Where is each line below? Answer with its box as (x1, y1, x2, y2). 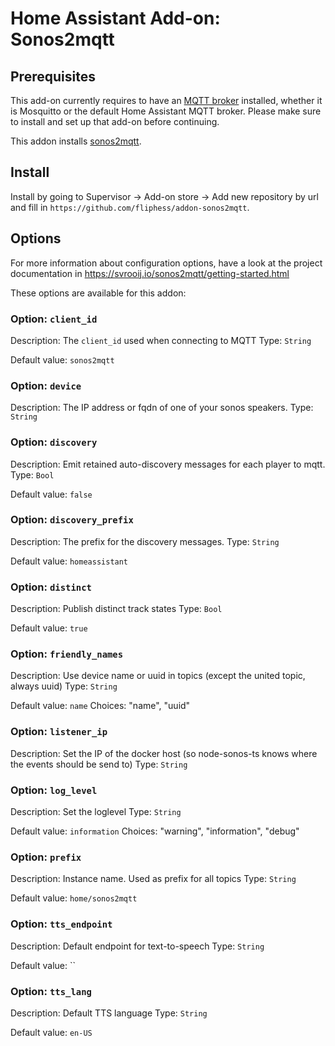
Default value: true (10, 622, 88, 634)
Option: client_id (10, 312, 98, 326)
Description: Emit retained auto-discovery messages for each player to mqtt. (10, 458, 326, 470)
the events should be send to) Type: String (10, 758, 188, 770)
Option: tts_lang (10, 984, 92, 998)
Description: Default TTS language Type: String (10, 1007, 208, 1019)
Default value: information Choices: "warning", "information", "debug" (10, 825, 300, 837)
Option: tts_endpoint (10, 917, 113, 931)
